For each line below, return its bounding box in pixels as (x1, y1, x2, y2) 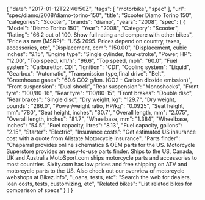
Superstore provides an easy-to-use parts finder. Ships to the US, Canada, (6, 148, 194, 155)
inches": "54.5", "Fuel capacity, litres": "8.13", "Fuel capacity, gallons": (6, 122, 182, 129)
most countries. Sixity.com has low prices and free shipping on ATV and (6, 161, 187, 168)
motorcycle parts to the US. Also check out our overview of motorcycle (6, 167, 185, 174)
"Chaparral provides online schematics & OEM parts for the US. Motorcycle (6, 141, 195, 148)
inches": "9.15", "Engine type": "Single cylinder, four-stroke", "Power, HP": (6, 51, 192, 57)
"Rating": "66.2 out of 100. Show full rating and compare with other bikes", (6, 31, 193, 38)
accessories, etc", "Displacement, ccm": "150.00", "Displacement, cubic (6, 44, 187, 51)
